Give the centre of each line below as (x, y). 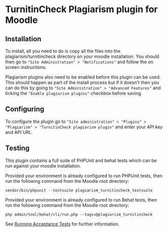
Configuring (25, 109)
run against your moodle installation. (43, 165)
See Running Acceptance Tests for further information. (62, 224)
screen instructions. (26, 67)
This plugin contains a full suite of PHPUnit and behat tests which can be (81, 160)
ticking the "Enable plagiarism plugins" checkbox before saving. (74, 93)
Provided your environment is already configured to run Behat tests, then (81, 200)
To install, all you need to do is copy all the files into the (63, 51)
